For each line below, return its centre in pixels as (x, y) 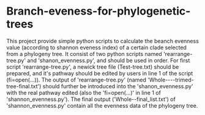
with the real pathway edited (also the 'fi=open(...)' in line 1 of (84, 92)
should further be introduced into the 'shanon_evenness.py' (118, 86)
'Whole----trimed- (171, 80)
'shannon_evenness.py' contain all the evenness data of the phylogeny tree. (102, 105)
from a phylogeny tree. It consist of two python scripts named (84, 54)
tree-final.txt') (24, 86)
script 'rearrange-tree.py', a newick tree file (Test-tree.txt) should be (93, 67)
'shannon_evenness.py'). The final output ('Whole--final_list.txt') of (91, 99)
